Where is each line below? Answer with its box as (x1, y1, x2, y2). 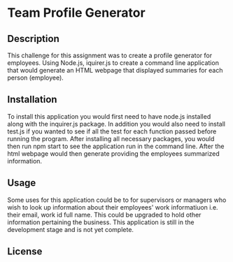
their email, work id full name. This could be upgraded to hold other (7, 210, 202, 219)
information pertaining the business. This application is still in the (7, 218, 195, 226)
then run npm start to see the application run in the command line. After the (7, 142, 225, 150)
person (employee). (7, 73, 64, 82)
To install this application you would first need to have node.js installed (7, 112, 211, 120)
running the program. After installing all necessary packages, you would (7, 134, 215, 143)
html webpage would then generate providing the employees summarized (7, 149, 220, 158)
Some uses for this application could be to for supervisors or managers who (7, 196, 227, 204)
